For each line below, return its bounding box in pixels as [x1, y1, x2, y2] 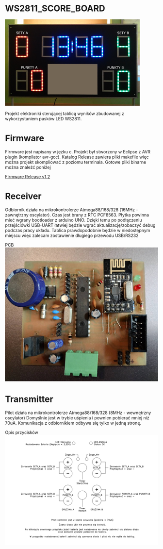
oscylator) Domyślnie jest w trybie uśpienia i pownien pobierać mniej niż [5, 415, 149, 420]
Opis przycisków [5, 429, 38, 435]
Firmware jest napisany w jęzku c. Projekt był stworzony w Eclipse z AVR [5, 149, 151, 154]
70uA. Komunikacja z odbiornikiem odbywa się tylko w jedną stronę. [5, 420, 142, 426]
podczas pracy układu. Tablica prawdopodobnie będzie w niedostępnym [5, 227, 150, 233]
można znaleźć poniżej [5, 164, 51, 170]
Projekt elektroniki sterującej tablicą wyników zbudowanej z [5, 110, 125, 116]
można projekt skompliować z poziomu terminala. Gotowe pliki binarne [5, 159, 147, 165]
